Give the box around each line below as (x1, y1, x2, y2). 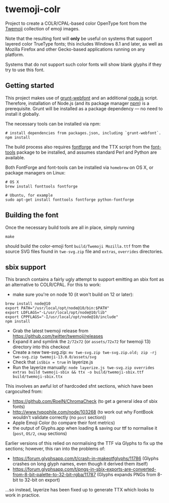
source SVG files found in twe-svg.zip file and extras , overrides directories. (5, 248, 163, 254)
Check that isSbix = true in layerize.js (12, 359, 93, 365)
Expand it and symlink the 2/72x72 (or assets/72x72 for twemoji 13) (12, 339, 151, 345)
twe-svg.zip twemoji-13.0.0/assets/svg (12, 355, 97, 360)
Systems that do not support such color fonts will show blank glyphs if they (5, 61, 162, 67)
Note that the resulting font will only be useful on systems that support (5, 35, 152, 41)
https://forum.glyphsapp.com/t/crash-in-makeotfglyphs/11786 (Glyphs (12, 455, 159, 462)
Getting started (5, 81, 54, 90)
